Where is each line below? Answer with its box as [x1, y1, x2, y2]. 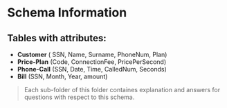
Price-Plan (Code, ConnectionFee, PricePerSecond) [17, 58, 167, 66]
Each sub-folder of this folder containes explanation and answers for [24, 86, 220, 94]
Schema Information [7, 5, 127, 21]
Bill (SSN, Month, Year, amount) [17, 72, 108, 80]
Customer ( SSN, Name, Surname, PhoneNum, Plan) [17, 50, 167, 58]
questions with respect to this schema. [24, 93, 135, 101]
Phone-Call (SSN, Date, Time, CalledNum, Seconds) [17, 65, 167, 73]
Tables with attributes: [7, 32, 107, 44]
